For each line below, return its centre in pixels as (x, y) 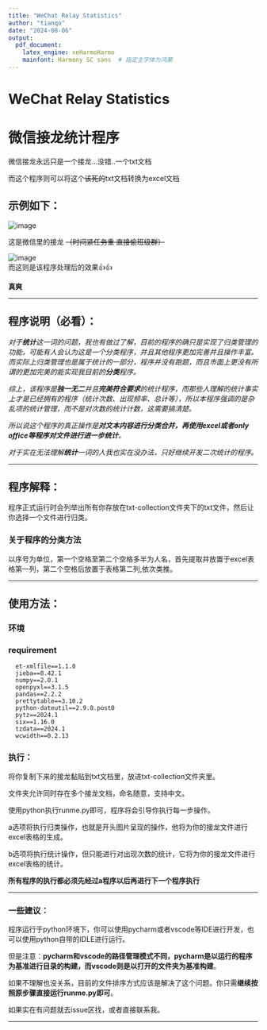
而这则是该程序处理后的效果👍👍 (60, 267)
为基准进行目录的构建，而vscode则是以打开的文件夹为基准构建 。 (114, 966)
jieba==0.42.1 (38, 673)
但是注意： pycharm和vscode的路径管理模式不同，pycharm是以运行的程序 (131, 956)
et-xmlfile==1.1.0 (46, 667)
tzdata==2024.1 (40, 729)
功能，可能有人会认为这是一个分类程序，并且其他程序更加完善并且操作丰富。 (133, 352)
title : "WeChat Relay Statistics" (65, 15)
